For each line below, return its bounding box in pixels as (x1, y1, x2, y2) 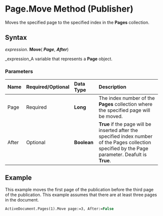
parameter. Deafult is (98, 151, 147, 158)
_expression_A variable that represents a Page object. (5, 56, 113, 62)
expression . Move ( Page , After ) (5, 46, 69, 52)
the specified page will (98, 107, 150, 114)
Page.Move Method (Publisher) (5, 3, 133, 15)
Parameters (5, 68, 33, 75)
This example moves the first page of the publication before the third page (5, 186, 154, 192)
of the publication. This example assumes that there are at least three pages (5, 192, 157, 198)
